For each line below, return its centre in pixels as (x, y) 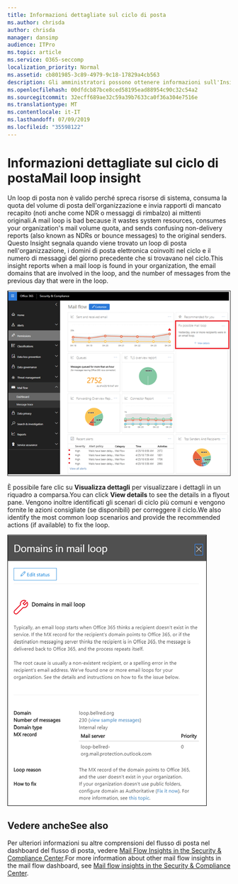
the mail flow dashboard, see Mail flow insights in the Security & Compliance (119, 866)
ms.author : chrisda (36, 22)
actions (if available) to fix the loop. (59, 525)
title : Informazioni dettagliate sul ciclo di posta (87, 15)
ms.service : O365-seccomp (45, 60)
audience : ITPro (31, 45)
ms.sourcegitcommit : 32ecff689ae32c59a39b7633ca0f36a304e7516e (103, 97)
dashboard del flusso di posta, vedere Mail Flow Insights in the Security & (114, 850)
